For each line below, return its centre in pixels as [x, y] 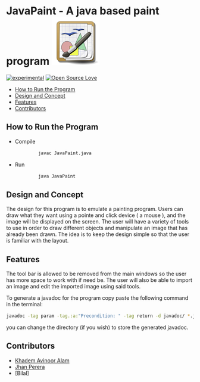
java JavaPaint [57, 176]
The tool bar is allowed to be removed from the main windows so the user [96, 274]
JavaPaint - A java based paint [83, 11]
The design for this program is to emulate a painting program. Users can [95, 209]
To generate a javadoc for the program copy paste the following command [97, 298]
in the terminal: [24, 305]
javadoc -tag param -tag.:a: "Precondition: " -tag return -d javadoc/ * [98, 316]
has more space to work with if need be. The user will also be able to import [99, 280]
